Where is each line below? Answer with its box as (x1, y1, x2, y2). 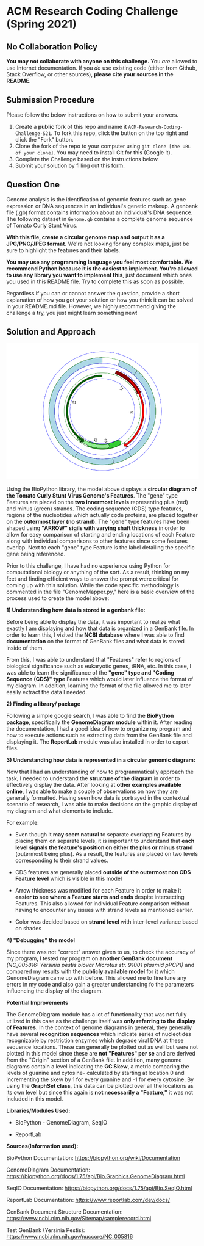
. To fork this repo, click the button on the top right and (51, 129, 188, 137)
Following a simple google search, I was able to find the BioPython (6, 712, 174, 719)
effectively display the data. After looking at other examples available (6, 781, 181, 788)
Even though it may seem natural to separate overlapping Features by (15, 830, 192, 838)
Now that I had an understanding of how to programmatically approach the (6, 768, 194, 775)
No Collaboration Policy (6, 42, 98, 52)
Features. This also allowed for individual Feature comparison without (15, 899, 190, 907)
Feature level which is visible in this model (15, 875, 122, 882)
